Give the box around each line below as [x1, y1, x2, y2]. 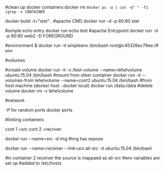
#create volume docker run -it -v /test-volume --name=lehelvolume [5, 67, 142, 73]
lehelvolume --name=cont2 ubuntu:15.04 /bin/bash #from [34, 78, 152, 83]
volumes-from [5, 78, 34, 83]
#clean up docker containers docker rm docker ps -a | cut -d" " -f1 [5, 4, 149, 10]
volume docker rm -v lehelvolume [5, 88, 74, 93]
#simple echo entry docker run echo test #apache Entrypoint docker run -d [5, 28, 158, 34]
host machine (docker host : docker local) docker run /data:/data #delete [5, 83, 153, 88]
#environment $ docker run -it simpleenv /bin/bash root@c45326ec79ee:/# [5, 43, 159, 48]
